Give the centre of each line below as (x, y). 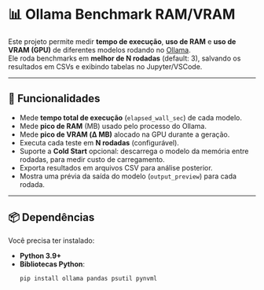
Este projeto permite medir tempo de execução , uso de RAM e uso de (122, 41)
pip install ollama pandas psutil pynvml (88, 278)
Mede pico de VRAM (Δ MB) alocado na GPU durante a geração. (125, 134)
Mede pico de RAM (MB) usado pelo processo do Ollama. (113, 126)
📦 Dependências (51, 217)
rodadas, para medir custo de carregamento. (92, 159)
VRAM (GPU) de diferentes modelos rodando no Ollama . (99, 50)
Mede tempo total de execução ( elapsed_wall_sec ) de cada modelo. (130, 117)
